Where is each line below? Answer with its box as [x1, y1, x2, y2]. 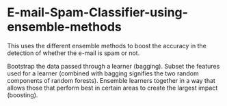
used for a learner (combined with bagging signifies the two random [7, 69, 200, 77]
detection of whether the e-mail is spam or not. [7, 49, 140, 57]
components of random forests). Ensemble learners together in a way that [7, 76, 215, 84]
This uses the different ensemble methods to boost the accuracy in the [7, 41, 206, 50]
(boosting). [7, 90, 38, 99]
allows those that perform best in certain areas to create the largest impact [7, 84, 218, 92]
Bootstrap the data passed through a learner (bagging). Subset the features [7, 62, 220, 70]
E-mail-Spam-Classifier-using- [7, 5, 188, 20]
